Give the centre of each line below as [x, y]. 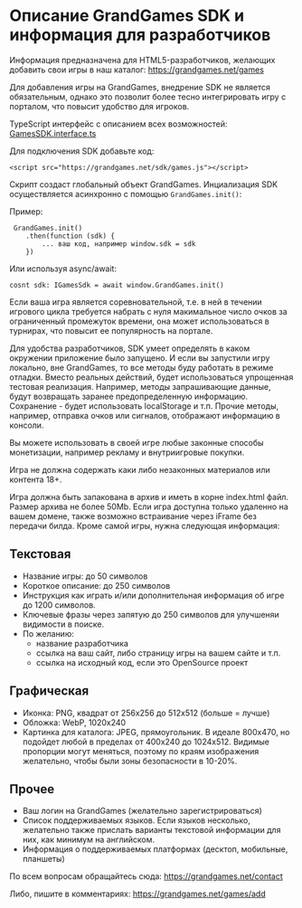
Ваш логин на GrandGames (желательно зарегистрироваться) [142, 811]
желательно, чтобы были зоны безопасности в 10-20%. [130, 761]
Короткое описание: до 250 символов [96, 585]
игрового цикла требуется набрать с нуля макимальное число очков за [148, 311]
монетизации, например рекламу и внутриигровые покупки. [127, 452]
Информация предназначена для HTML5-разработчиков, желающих [142, 60]
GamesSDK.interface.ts [53, 133]
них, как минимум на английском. [89, 840]
